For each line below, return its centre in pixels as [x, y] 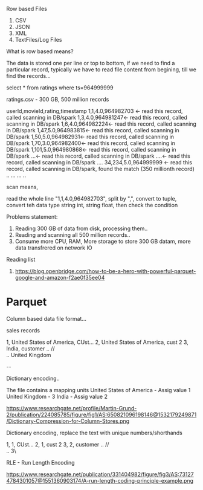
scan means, [22, 187]
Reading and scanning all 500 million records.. [72, 235]
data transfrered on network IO [53, 248]
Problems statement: [32, 217]
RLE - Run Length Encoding [40, 462]
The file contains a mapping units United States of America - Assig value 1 [98, 390]
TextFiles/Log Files [38, 40]
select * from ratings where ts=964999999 [60, 88]
